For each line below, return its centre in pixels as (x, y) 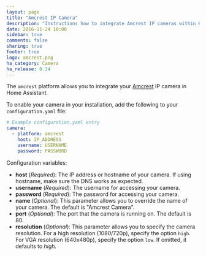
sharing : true (25, 47)
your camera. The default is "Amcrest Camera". (75, 207)
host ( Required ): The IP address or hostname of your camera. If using (103, 175)
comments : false (27, 40)
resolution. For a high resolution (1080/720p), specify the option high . (103, 233)
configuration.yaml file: (36, 111)
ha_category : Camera (33, 63)
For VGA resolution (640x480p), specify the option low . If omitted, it (101, 239)
